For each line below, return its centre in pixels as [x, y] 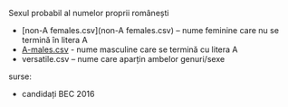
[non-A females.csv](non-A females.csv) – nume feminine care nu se [150, 30]
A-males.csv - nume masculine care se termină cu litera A [130, 49]
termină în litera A [54, 40]
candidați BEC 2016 [58, 94]
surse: [20, 76]
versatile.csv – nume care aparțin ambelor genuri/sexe [123, 59]
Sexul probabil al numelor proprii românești [89, 13]
